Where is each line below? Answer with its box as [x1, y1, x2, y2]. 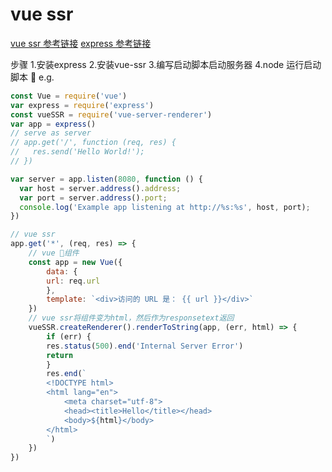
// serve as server [10, 128, 92, 138]
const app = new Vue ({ [28, 257, 123, 267]
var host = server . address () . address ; [19, 183, 182, 193]
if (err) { [46, 331, 92, 342]
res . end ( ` [46, 369, 87, 379]
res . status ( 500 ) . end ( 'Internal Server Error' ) [46, 341, 244, 351]
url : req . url [46, 276, 101, 286]
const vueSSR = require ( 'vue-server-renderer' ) [10, 109, 213, 120]
